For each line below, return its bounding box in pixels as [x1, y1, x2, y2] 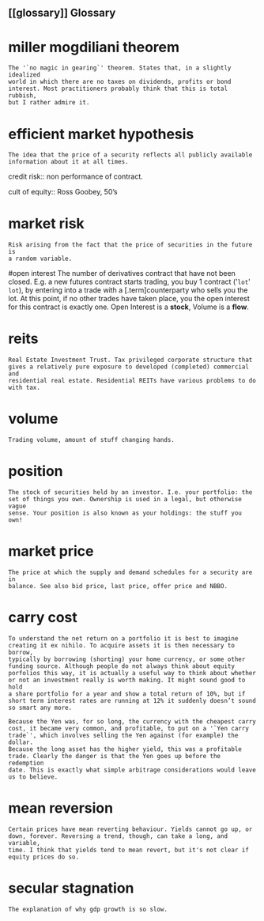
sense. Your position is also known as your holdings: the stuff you [8, 509, 243, 517]
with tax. [8, 383, 41, 392]
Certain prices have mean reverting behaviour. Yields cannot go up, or [8, 825, 253, 833]
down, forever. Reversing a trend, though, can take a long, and [8, 832, 228, 840]
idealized [8, 71, 41, 79]
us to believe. [8, 772, 58, 781]
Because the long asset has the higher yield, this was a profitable [8, 745, 243, 753]
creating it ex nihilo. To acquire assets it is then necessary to [8, 641, 236, 649]
